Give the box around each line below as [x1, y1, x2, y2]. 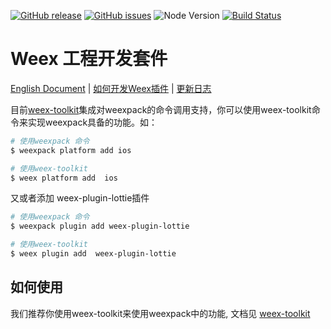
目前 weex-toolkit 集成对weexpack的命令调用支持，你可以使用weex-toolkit [10, 103, 312, 115]
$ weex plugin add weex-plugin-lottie [10, 249, 177, 259]
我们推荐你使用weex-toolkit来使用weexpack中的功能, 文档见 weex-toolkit [10, 307, 311, 319]
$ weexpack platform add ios [10, 145, 132, 155]
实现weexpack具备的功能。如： [27, 116, 158, 128]
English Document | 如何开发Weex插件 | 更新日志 [10, 82, 212, 94]
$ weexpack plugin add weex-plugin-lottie [10, 221, 190, 232]
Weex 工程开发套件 [10, 48, 168, 70]
